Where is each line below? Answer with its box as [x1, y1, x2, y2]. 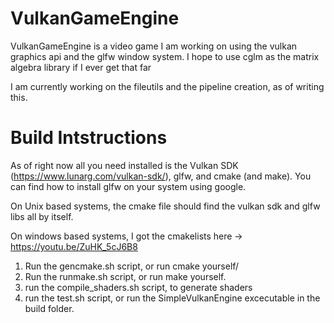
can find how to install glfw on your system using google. [10, 180, 247, 192]
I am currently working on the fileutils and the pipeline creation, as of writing [10, 80, 325, 92]
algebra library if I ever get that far [10, 61, 152, 73]
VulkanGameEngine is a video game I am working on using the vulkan [10, 40, 298, 52]
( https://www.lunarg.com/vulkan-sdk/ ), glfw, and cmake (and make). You [10, 170, 312, 182]
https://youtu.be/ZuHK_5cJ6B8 [10, 240, 138, 252]
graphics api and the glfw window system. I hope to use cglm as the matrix [10, 50, 320, 62]
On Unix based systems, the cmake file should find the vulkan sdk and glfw [10, 200, 321, 212]
